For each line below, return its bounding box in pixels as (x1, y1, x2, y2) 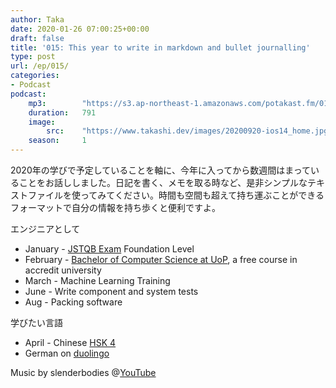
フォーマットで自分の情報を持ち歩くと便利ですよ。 (10, 202, 221, 213)
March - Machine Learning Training (24, 275, 171, 286)
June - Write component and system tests (24, 286, 199, 297)
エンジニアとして (10, 223, 81, 235)
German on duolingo (24, 347, 110, 359)
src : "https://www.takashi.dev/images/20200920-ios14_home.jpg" (46, 126, 333, 136)
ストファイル (10, 189, 63, 201)
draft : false (10, 33, 65, 43)
